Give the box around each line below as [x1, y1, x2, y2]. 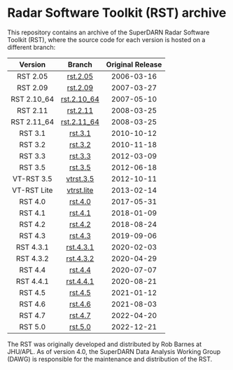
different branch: [7, 43, 56, 51]
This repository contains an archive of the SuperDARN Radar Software [7, 28, 210, 36]
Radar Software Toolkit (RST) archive [7, 5, 227, 21]
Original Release [106, 60, 162, 69]
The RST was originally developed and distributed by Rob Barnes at [7, 340, 202, 348]
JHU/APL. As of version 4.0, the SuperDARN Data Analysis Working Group [7, 347, 221, 355]
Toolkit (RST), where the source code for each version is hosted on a [7, 35, 206, 43]
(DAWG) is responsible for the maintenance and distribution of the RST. [7, 355, 213, 363]
